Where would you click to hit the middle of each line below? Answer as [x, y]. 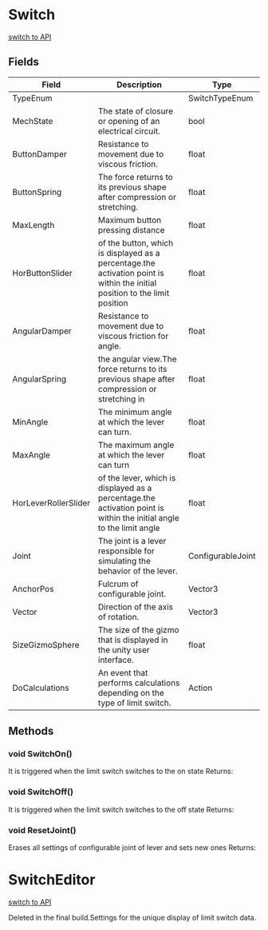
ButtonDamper [39, 154]
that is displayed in [133, 640]
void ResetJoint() [42, 830]
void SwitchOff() [41, 792]
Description [139, 84]
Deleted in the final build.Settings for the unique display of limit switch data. [132, 917]
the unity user [124, 649]
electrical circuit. [130, 131]
